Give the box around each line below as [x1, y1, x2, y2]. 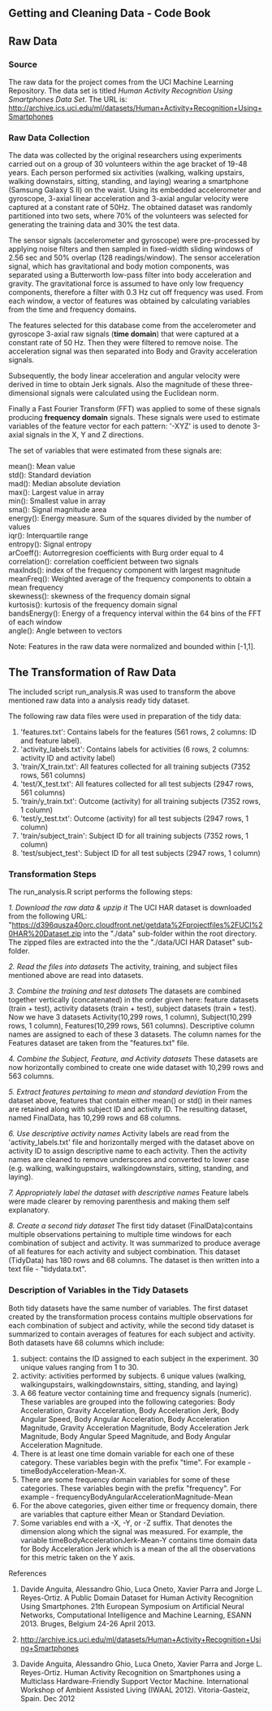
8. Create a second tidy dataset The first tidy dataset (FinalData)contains [8, 1221, 253, 1231]
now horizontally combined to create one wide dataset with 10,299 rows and [8, 1063, 264, 1073]
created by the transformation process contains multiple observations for [8, 1311, 253, 1322]
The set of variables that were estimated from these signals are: [8, 445, 222, 455]
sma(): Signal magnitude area [8, 505, 107, 515]
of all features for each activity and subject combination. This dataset [8, 1247, 241, 1257]
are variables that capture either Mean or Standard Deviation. [19, 1509, 226, 1519]
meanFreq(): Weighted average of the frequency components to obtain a [8, 574, 252, 584]
